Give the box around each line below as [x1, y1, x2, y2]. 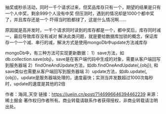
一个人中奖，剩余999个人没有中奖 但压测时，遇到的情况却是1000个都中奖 [5, 10, 155, 16]
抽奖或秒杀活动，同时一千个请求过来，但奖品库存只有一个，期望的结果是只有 [5, 4, 161, 10]
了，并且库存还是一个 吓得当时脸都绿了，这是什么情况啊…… [5, 17, 127, 22]
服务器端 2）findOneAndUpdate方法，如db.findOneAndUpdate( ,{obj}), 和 [9, 62, 159, 68]
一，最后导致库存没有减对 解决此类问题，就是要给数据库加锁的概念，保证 [5, 34, 154, 39]
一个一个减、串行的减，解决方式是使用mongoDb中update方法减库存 [9, 39, 148, 45]
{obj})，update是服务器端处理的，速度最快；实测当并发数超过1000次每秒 [5, 75, 154, 80]
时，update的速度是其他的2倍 [5, 81, 66, 86]
